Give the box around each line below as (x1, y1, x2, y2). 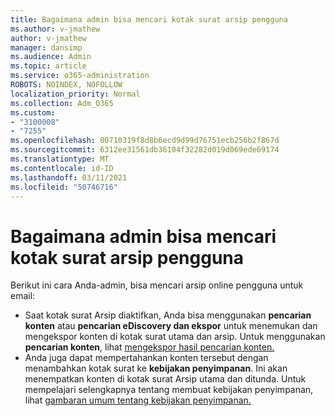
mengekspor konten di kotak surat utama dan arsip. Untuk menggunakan (24, 331, 326, 343)
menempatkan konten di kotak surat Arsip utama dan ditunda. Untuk (24, 373, 307, 385)
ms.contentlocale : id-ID (10, 163, 114, 173)
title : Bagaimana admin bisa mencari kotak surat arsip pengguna (10, 14, 288, 25)
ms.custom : (10, 107, 56, 118)
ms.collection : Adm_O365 (10, 98, 114, 108)
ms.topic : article (10, 61, 87, 71)
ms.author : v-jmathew (10, 24, 101, 34)
